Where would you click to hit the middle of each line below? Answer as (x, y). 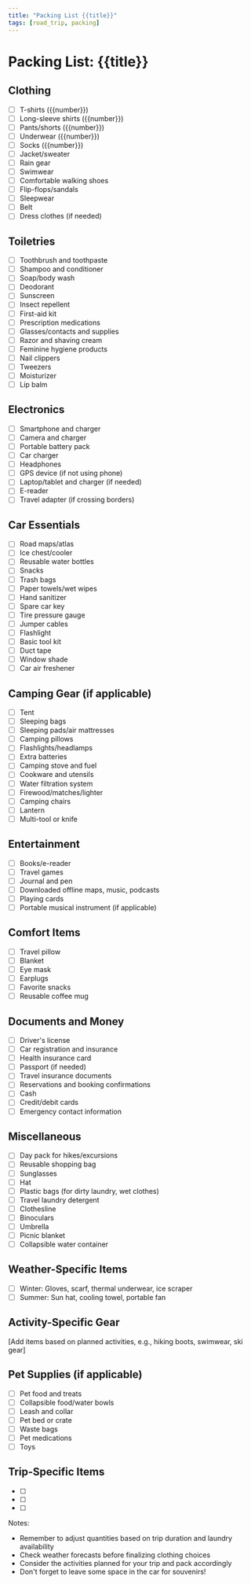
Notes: (19, 1523)
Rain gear (35, 163)
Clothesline (38, 1209)
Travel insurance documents (65, 1076)
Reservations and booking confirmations (85, 1085)
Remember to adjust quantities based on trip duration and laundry (126, 1538)
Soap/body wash (47, 278)
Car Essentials (44, 525)
